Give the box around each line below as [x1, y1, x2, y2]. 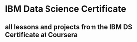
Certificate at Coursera [5, 30, 78, 39]
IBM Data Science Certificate [5, 3, 126, 15]
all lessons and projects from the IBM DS [5, 23, 133, 31]
